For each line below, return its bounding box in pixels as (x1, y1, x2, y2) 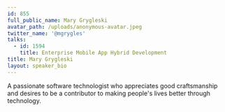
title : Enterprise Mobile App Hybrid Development (20, 50, 168, 57)
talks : (7, 36, 27, 43)
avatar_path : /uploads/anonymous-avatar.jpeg (7, 23, 142, 30)
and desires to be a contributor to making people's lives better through (7, 89, 211, 97)
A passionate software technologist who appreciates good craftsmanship (7, 81, 218, 90)
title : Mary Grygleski (7, 56, 73, 63)
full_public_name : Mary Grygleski (7, 17, 108, 24)
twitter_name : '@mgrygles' (7, 29, 86, 37)
